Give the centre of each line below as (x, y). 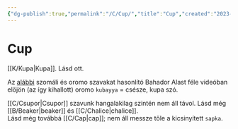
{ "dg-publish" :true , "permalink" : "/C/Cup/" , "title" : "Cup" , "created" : (110, 14)
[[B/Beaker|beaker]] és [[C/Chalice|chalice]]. (73, 111)
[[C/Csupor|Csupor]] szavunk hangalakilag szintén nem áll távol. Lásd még (117, 103)
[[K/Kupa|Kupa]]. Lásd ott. (46, 68)
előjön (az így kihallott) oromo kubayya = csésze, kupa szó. (93, 90)
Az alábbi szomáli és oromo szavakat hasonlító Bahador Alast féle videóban (118, 82)
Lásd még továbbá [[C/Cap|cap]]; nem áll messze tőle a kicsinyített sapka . (115, 118)
